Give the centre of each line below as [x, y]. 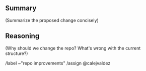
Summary [21, 8]
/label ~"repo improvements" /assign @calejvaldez [58, 63]
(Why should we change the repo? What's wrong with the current [73, 48]
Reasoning [22, 36]
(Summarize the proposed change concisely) [52, 20]
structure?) [17, 53]
